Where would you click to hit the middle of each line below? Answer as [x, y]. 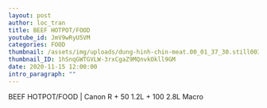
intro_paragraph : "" [43, 74]
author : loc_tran [37, 23]
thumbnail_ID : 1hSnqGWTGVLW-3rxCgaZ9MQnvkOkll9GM [92, 60]
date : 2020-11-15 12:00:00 [53, 67]
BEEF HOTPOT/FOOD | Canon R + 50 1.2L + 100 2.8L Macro [106, 96]
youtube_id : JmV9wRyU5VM [49, 37]
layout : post [30, 15]
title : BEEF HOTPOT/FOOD [49, 30]
